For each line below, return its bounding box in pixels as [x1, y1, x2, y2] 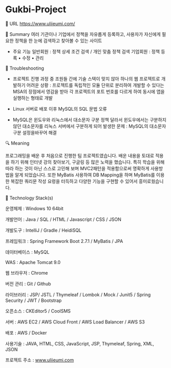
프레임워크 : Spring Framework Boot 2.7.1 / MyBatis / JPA [5, 238, 123, 244]
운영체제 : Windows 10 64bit [5, 205, 64, 211]
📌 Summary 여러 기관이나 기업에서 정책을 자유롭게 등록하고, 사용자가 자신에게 [5, 31, 161, 37]
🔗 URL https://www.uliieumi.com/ [5, 21, 75, 27]
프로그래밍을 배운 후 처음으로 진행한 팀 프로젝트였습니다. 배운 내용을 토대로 [5, 152, 155, 158]
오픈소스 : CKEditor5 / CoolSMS [5, 308, 71, 314]
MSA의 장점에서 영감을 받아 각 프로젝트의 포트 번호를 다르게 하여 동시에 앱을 [12, 88, 165, 94]
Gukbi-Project [5, 4, 67, 15]
